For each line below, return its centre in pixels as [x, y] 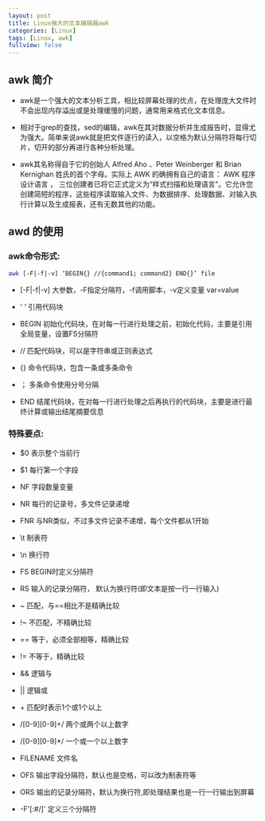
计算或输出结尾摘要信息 [65, 411]
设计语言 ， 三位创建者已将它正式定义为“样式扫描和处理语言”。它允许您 [136, 184]
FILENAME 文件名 [49, 758]
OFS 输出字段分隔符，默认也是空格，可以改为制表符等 [108, 775]
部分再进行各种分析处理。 [97, 147]
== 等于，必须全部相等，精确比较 [74, 639]
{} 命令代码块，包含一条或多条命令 [76, 367]
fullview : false [35, 45]
